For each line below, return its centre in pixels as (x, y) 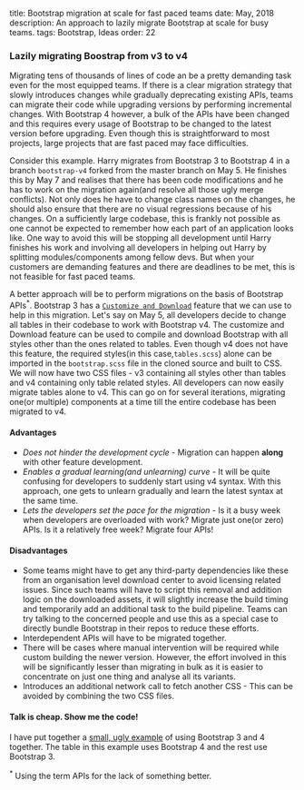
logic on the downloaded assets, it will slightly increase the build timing (155, 599)
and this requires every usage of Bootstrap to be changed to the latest (141, 124)
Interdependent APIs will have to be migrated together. (124, 638)
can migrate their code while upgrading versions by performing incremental (151, 104)
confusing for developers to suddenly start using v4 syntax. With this (152, 481)
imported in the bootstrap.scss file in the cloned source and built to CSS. (146, 363)
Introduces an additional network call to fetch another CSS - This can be (157, 686)
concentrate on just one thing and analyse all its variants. (129, 676)
